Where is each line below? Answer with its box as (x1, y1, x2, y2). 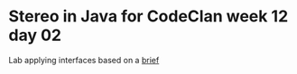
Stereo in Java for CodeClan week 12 (8, 6, 289, 27)
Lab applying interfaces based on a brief (8, 54, 160, 65)
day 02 (8, 25, 62, 45)
